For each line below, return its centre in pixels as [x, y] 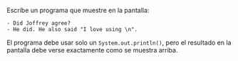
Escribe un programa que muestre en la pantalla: [78, 10]
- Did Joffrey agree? [39, 23]
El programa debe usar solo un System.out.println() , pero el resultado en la [119, 43]
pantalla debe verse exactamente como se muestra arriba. [92, 50]
